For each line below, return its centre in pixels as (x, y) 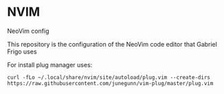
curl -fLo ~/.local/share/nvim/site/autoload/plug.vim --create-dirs (109, 77)
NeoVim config (28, 31)
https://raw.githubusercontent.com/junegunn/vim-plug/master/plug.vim (110, 83)
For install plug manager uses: (50, 64)
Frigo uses (22, 51)
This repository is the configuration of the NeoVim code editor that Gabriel (112, 44)
